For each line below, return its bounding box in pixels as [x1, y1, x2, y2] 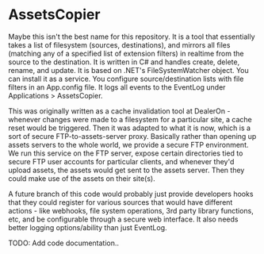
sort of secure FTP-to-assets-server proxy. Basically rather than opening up [8, 131, 257, 140]
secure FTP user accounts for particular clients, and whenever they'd [8, 156, 235, 166]
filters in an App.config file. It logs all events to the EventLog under [8, 82, 226, 92]
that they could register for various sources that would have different [8, 197, 233, 207]
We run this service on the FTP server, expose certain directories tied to [8, 148, 243, 158]
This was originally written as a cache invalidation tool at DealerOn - [8, 106, 231, 116]
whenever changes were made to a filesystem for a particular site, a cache [8, 114, 252, 124]
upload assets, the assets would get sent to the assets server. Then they [8, 165, 245, 175]
